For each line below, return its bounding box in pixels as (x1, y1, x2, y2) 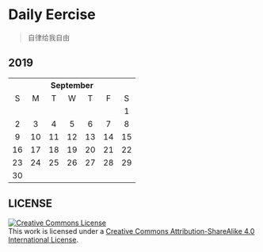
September (50, 79, 93, 90)
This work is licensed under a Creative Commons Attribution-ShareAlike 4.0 (8, 226, 255, 235)
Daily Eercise (8, 6, 97, 24)
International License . (8, 235, 79, 244)
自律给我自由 (27, 32, 70, 42)
